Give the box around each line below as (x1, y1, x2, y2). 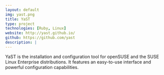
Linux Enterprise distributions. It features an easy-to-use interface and (5, 58, 151, 65)
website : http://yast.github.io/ (5, 30, 75, 35)
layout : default (5, 7, 39, 12)
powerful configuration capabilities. (5, 64, 79, 70)
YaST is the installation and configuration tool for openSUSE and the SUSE (5, 53, 159, 59)
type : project (5, 21, 35, 26)
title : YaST (5, 16, 30, 21)
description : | (5, 40, 37, 45)
